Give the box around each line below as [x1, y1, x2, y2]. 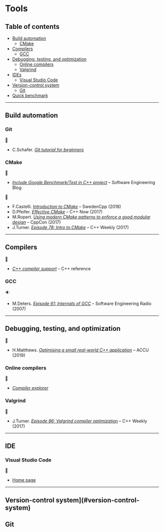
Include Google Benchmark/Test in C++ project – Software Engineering [12, 179, 155, 185]
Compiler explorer [12, 385, 49, 391]
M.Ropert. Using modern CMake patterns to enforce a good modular [12, 214, 151, 220]
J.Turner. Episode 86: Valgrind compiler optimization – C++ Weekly [12, 418, 147, 424]
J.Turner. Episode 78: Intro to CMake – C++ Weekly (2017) [12, 224, 129, 230]
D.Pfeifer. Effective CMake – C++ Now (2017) [12, 208, 103, 214]
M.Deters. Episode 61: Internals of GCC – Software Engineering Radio [12, 301, 152, 306]
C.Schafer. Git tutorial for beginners [12, 146, 84, 152]
